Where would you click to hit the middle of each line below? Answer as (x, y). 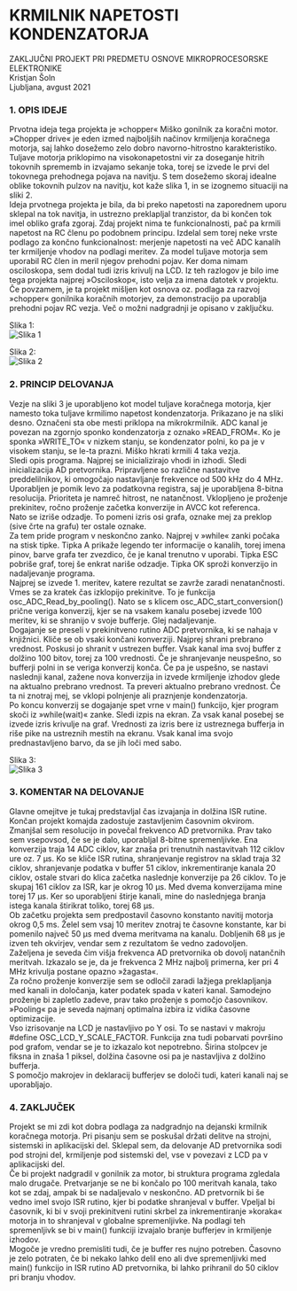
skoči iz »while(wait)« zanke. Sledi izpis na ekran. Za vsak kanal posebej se (147, 714)
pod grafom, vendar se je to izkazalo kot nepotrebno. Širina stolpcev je (138, 1046)
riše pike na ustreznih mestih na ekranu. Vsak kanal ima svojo (121, 733)
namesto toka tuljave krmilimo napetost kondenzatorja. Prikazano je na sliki (146, 413)
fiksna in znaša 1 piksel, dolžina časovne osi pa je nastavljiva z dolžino (137, 1056)
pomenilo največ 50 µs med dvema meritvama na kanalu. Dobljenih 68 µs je (147, 933)
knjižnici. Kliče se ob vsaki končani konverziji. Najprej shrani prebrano (137, 639)
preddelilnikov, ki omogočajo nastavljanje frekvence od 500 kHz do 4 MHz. (146, 478)
